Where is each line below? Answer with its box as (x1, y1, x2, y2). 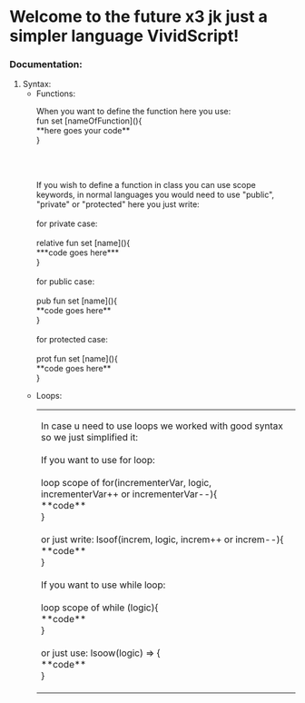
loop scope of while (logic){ (40, 601, 159, 614)
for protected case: (35, 334, 109, 345)
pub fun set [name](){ (35, 295, 118, 306)
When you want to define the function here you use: (35, 106, 231, 117)
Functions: (35, 88, 75, 99)
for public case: (35, 276, 95, 287)
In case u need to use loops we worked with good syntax (40, 420, 283, 432)
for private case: (35, 218, 98, 229)
